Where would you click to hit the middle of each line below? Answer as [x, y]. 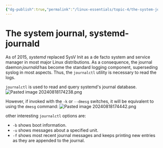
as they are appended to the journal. [49, 140]
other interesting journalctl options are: [46, 116]
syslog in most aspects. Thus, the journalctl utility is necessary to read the [81, 72]
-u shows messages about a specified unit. [55, 130]
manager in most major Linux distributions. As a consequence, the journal [79, 62]
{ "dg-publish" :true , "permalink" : [39, 9]
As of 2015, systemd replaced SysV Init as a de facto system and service [78, 57]
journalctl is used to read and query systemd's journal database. [71, 87]
